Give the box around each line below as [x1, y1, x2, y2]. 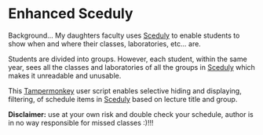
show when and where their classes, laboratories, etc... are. [8, 38, 202, 48]
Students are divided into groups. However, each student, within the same [8, 54, 247, 64]
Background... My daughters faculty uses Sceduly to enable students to [8, 31, 240, 40]
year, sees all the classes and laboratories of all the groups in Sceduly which [8, 62, 255, 71]
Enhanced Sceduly [8, 5, 133, 23]
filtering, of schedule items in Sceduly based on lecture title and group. [8, 94, 238, 104]
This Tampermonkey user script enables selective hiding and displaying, [8, 86, 242, 95]
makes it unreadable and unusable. [8, 71, 122, 80]
